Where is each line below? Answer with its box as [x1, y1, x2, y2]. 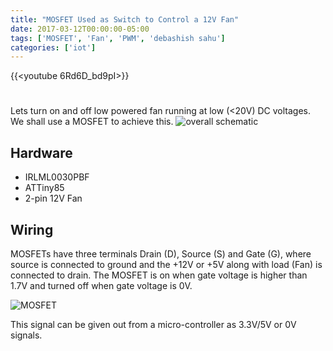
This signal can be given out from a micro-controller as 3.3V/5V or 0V [10, 319, 297, 331]
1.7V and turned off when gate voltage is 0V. [10, 280, 193, 292]
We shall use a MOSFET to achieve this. [10, 116, 174, 128]
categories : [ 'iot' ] [10, 42, 97, 53]
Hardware [10, 144, 73, 161]
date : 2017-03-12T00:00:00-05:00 [10, 24, 150, 34]
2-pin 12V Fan [24, 192, 83, 205]
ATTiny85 [24, 182, 65, 194]
